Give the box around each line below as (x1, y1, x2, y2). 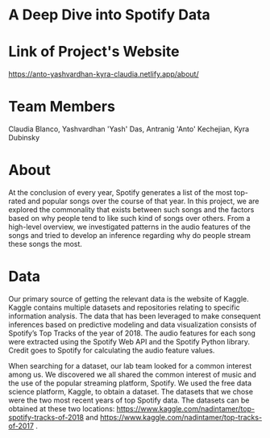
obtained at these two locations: (8, 403, 115, 413)
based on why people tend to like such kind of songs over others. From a (8, 214, 251, 223)
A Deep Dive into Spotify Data (8, 6, 211, 24)
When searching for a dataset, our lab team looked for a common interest (8, 361, 252, 370)
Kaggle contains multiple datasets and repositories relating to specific (8, 302, 240, 312)
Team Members (8, 98, 115, 116)
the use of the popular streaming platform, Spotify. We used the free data (8, 378, 252, 388)
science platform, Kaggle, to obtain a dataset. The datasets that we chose (8, 386, 254, 396)
